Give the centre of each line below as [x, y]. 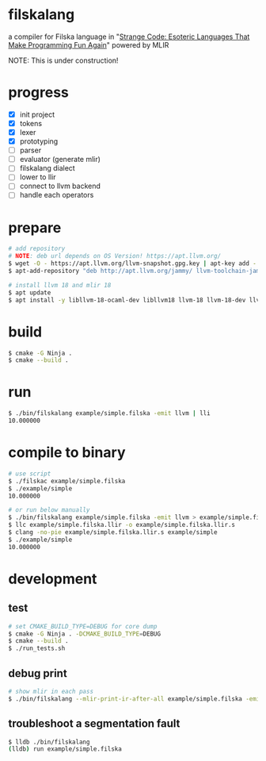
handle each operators [57, 195]
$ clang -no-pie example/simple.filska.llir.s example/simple [113, 532]
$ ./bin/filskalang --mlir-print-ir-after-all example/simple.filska [125, 699]
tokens [30, 123]
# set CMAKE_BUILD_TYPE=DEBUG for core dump [83, 626]
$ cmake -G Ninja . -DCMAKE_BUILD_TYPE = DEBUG [84, 634]
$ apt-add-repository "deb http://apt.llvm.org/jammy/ [101, 271]
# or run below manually [49, 510]
